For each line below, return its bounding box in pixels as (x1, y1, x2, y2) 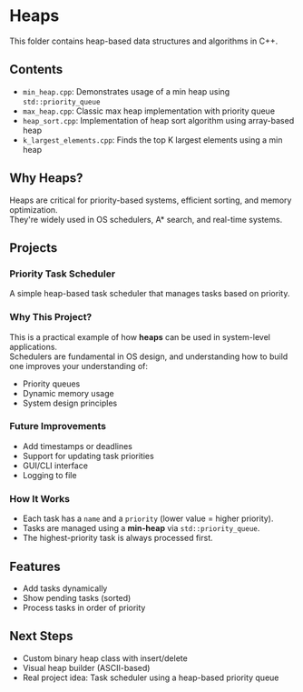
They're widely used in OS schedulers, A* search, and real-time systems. (9, 214, 283, 225)
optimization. (9, 204, 58, 215)
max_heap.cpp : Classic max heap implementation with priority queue (22, 105, 275, 116)
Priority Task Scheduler (9, 267, 116, 280)
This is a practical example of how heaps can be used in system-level (9, 331, 270, 342)
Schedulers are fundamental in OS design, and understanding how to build (9, 351, 288, 362)
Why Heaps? (9, 170, 83, 186)
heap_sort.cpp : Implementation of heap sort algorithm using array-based (22, 115, 295, 125)
